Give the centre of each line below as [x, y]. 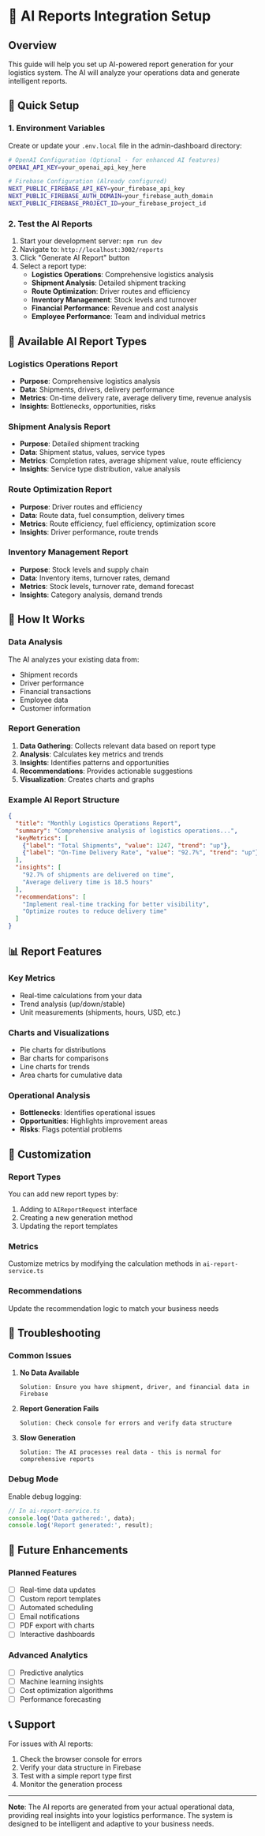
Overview [33, 45]
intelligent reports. [38, 81]
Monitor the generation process [71, 1784]
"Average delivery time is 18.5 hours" [88, 882]
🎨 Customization [50, 1154]
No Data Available [49, 1372]
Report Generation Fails [59, 1409]
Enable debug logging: [45, 1496]
